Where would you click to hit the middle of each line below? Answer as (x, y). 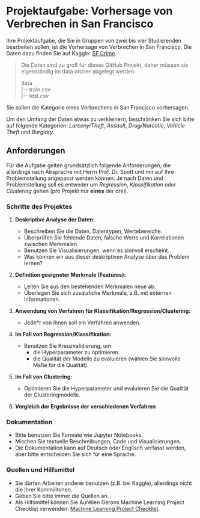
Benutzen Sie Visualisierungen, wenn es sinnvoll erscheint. (97, 250)
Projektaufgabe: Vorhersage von (89, 11)
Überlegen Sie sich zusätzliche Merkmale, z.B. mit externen (98, 293)
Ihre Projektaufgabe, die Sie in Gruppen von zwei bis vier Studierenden (94, 40)
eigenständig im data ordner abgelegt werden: (78, 71)
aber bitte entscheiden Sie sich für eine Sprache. (75, 454)
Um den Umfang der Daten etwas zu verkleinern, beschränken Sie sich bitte (100, 119)
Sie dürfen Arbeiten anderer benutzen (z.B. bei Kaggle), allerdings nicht (103, 483)
